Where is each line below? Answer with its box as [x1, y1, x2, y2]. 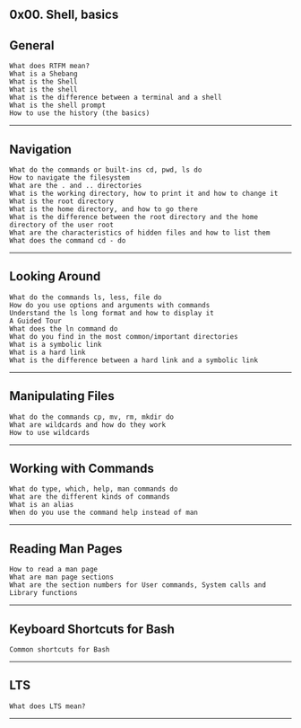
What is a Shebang [9, 69, 78, 79]
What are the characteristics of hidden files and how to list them [9, 228, 271, 237]
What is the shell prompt [9, 101, 106, 111]
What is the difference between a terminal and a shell [9, 93, 222, 102]
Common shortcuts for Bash [9, 645, 110, 654]
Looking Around [9, 269, 101, 284]
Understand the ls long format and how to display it [9, 308, 215, 317]
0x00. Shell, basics [9, 7, 119, 22]
